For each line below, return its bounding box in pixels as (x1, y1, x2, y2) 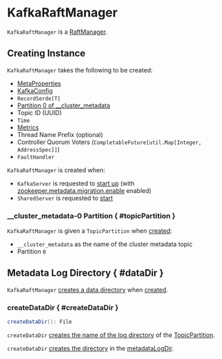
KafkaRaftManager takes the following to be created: (7, 65, 153, 74)
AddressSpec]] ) (16, 145, 60, 153)
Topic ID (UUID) (16, 108, 62, 116)
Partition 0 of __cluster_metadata (16, 101, 111, 110)
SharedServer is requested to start (16, 194, 113, 202)
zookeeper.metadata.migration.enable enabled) (16, 186, 152, 194)
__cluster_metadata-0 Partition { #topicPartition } (7, 211, 176, 220)
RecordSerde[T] (16, 95, 61, 102)
